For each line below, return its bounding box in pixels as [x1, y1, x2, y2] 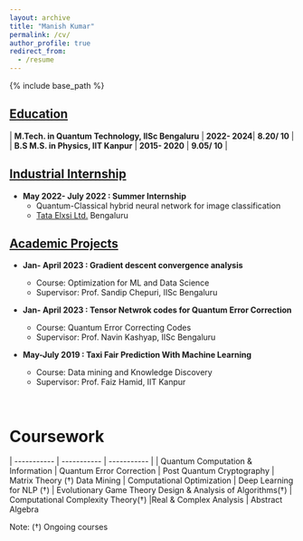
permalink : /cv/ [9, 30, 71, 39]
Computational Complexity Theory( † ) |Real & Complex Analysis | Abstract [9, 495, 283, 506]
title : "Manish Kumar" [9, 22, 95, 31]
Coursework [9, 426, 105, 447]
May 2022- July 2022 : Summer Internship [22, 190, 187, 201]
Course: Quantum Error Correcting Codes [35, 323, 192, 333]
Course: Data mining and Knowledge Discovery [35, 367, 213, 378]
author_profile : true [9, 38, 91, 48]
